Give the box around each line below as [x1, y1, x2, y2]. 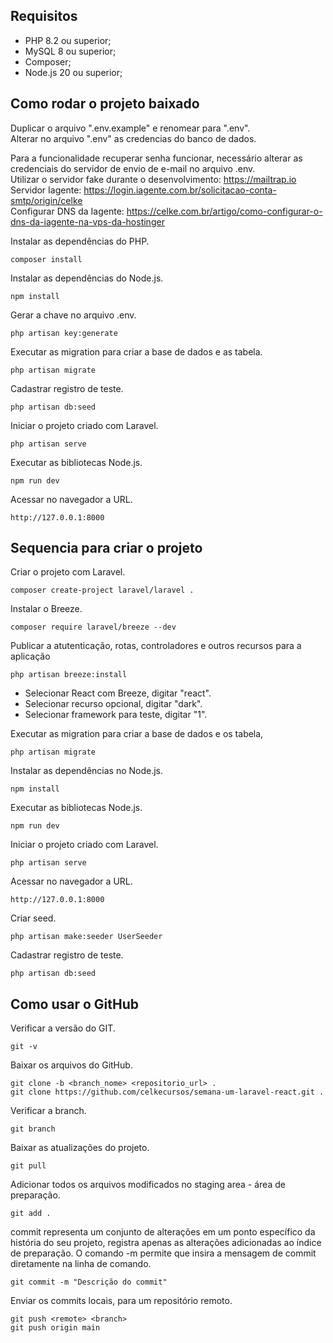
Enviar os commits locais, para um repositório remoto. [10, 1295, 233, 1307]
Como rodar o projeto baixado [10, 95, 200, 113]
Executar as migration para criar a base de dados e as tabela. [10, 345, 263, 358]
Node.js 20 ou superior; [24, 66, 123, 78]
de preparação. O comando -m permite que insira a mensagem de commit [10, 1247, 317, 1259]
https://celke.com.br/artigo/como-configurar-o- [126, 205, 323, 217]
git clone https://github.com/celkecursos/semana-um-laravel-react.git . [10, 1087, 325, 1098]
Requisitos [10, 8, 78, 25]
